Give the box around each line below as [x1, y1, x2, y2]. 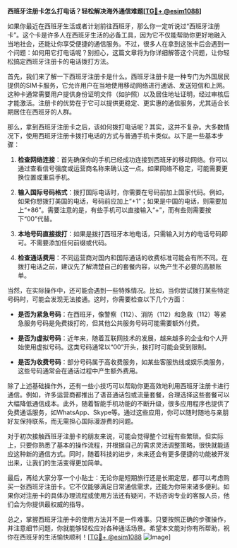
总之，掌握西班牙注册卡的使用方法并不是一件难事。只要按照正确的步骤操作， [7, 515, 230, 523]
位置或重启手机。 [23, 173, 74, 181]
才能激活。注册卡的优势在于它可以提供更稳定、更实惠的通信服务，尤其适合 [7, 99, 224, 107]
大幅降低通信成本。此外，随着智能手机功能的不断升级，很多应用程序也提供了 [7, 400, 230, 407]
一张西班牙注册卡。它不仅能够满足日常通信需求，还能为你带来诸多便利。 [13, 482, 224, 491]
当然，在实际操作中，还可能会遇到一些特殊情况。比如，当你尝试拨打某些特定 [7, 286, 230, 294]
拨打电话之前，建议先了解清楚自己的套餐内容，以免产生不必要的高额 [17, 262, 216, 271]
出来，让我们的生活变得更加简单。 [7, 459, 107, 467]
